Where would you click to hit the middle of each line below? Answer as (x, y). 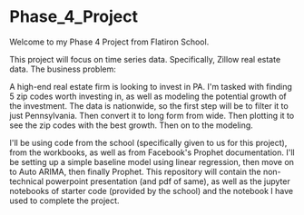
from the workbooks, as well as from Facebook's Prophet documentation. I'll (152, 152)
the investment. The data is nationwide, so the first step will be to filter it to (149, 105)
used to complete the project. (64, 200)
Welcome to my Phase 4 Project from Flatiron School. (109, 42)
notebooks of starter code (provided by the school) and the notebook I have (151, 191)
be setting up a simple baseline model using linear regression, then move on (152, 161)
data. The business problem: (63, 69)
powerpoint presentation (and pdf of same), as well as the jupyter (167, 181)
